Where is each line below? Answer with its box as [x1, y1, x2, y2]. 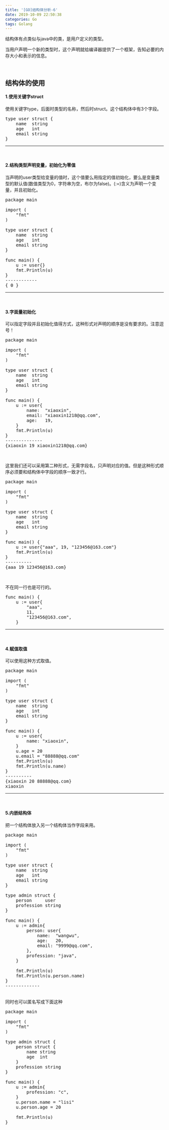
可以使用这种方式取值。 [5, 658, 54, 664]
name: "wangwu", [37, 932, 80, 938]
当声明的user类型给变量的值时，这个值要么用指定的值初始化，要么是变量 [5, 175, 156, 181]
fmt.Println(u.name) [16, 763, 66, 769]
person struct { [16, 1044, 56, 1050]
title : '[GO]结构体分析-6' [5, 7, 58, 13]
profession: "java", [26, 952, 77, 959]
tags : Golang [5, 21, 33, 27]
